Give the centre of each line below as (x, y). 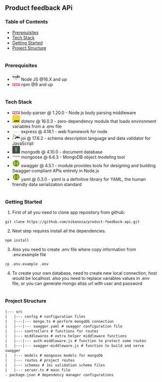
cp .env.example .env (27, 264)
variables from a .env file (37, 126)
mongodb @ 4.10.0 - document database (62, 152)
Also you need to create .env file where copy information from (74, 249)
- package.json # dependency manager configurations (59, 375)
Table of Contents (27, 22)
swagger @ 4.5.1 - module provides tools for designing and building (89, 165)
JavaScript (23, 143)
